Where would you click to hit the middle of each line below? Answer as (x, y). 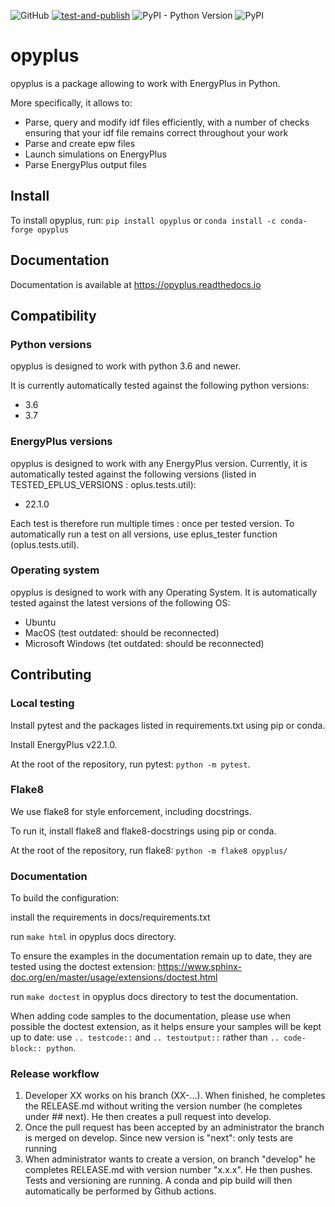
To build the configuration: (65, 898)
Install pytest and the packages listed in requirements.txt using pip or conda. (168, 725)
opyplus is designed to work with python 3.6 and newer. (126, 366)
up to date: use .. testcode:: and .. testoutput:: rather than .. (145, 1037)
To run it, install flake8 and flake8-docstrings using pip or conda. (143, 831)
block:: (26, 1049)
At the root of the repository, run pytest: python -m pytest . (130, 764)
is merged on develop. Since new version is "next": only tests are (159, 1138)
